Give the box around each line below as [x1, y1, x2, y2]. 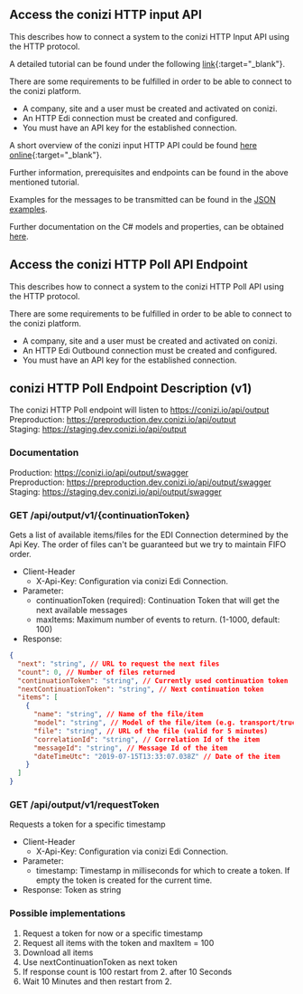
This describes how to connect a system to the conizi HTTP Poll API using [9, 280, 284, 292]
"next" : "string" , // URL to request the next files [17, 659, 220, 668]
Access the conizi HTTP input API [9, 7, 203, 23]
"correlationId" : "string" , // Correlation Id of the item [32, 734, 261, 744]
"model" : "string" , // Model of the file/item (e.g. [32, 718, 236, 727]
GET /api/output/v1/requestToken [9, 798, 160, 810]
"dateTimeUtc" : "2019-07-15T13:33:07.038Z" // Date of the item [32, 752, 280, 761]
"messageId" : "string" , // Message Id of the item [32, 743, 228, 753]
